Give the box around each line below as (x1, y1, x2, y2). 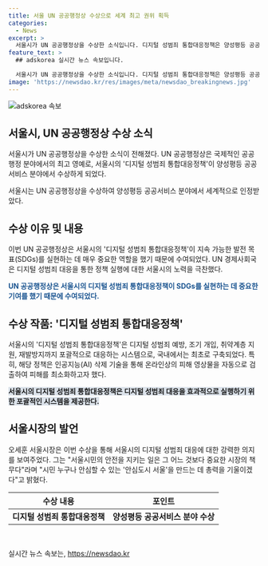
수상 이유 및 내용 (8, 221, 84, 236)
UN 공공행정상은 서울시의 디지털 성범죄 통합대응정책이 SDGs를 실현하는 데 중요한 (8, 281, 258, 291)
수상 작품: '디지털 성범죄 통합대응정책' (8, 317, 183, 330)
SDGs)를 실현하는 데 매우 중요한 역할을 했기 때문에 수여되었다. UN (17, 255, 223, 264)
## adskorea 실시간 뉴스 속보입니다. (15, 57, 124, 65)
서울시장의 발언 (8, 422, 79, 436)
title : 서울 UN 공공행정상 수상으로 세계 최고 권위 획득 (8, 11, 170, 20)
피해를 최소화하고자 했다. (29, 370, 107, 379)
